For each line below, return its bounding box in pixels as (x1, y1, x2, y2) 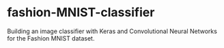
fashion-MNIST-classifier (7, 5, 155, 20)
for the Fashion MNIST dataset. (7, 34, 95, 42)
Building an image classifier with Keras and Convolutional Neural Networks (7, 27, 217, 35)
